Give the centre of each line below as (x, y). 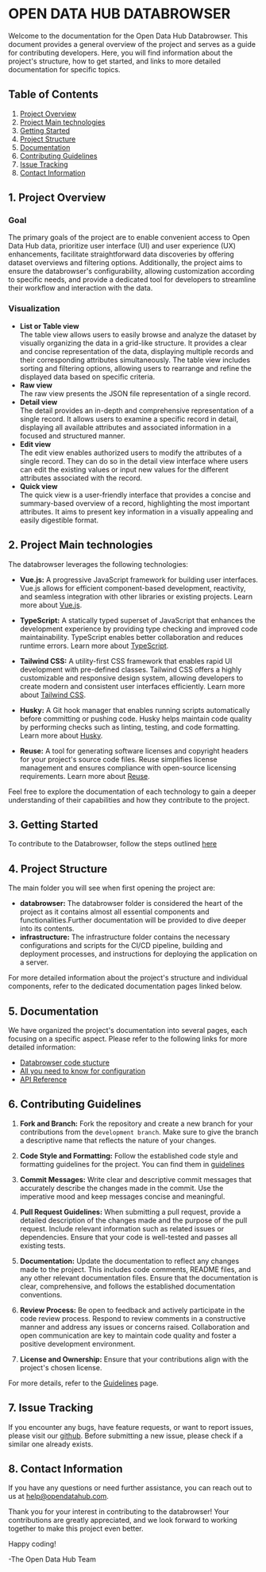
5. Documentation (54, 1011)
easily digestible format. (59, 520)
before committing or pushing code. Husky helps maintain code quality (136, 719)
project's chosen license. (61, 1367)
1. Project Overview (57, 198)
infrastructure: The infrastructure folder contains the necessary (125, 937)
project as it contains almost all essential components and (114, 912)
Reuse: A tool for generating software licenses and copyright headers (134, 750)
